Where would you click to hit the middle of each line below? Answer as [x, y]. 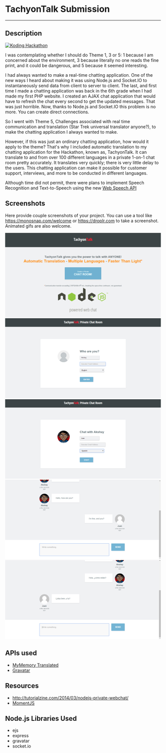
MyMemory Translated [35, 665]
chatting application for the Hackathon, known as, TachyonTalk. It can [76, 152]
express [20, 736]
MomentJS [23, 703]
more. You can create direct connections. [47, 112]
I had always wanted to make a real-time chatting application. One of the [79, 75]
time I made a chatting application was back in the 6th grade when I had [79, 91]
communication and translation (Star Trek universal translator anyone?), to [81, 127]
